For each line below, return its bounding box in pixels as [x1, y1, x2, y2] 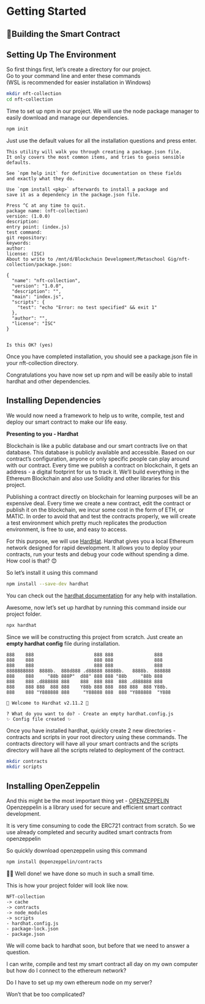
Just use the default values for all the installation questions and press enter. [6, 137, 197, 145]
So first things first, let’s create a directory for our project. [6, 66, 152, 73]
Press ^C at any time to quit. [6, 202, 86, 209]
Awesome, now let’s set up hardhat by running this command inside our [6, 604, 187, 611]
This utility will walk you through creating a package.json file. [6, 149, 182, 155]
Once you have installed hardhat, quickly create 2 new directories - [6, 727, 176, 734]
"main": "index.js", [12, 294, 64, 300]
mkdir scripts [6, 764, 43, 770]
